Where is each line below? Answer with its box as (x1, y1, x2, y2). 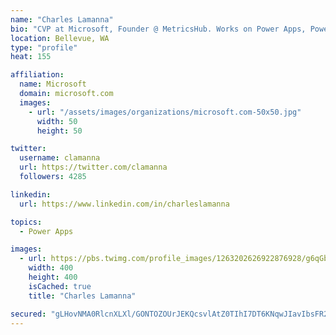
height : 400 (28, 272, 78, 282)
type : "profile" (10, 42, 78, 53)
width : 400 (28, 263, 74, 273)
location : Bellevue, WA (10, 33, 110, 43)
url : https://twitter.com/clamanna (19, 162, 168, 173)
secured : (10, 309, 47, 319)
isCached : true (28, 281, 92, 291)
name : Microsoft (19, 79, 87, 90)
